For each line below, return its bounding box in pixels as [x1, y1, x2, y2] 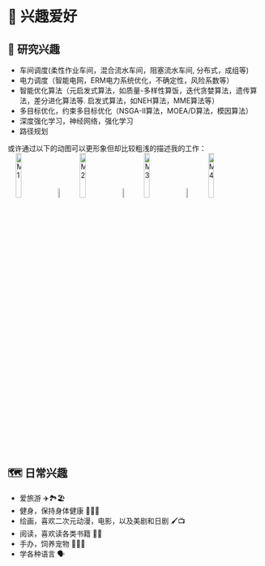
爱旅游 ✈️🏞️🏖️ [19, 493, 66, 503]
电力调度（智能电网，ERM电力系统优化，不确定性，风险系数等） [19, 76, 234, 85]
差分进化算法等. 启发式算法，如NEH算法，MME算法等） [33, 96, 220, 106]
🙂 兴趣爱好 [7, 7, 78, 26]
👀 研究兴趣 [7, 42, 60, 56]
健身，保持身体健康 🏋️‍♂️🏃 [19, 505, 100, 516]
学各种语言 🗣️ [19, 549, 66, 559]
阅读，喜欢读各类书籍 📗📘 [19, 529, 103, 538]
